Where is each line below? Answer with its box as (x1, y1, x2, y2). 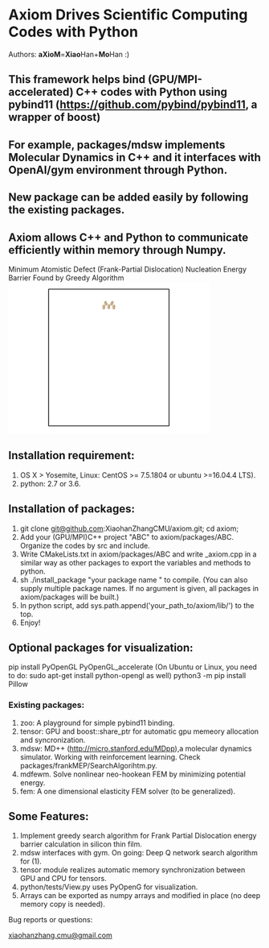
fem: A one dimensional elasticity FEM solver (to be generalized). (19, 786, 235, 796)
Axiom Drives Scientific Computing (8, 6, 248, 24)
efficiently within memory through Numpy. (8, 243, 226, 257)
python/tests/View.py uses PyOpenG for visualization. (19, 882, 198, 892)
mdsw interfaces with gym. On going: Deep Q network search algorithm (19, 848, 259, 858)
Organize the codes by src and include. (19, 540, 150, 550)
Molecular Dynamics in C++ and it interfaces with (8, 151, 261, 164)
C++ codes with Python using (75, 85, 227, 99)
